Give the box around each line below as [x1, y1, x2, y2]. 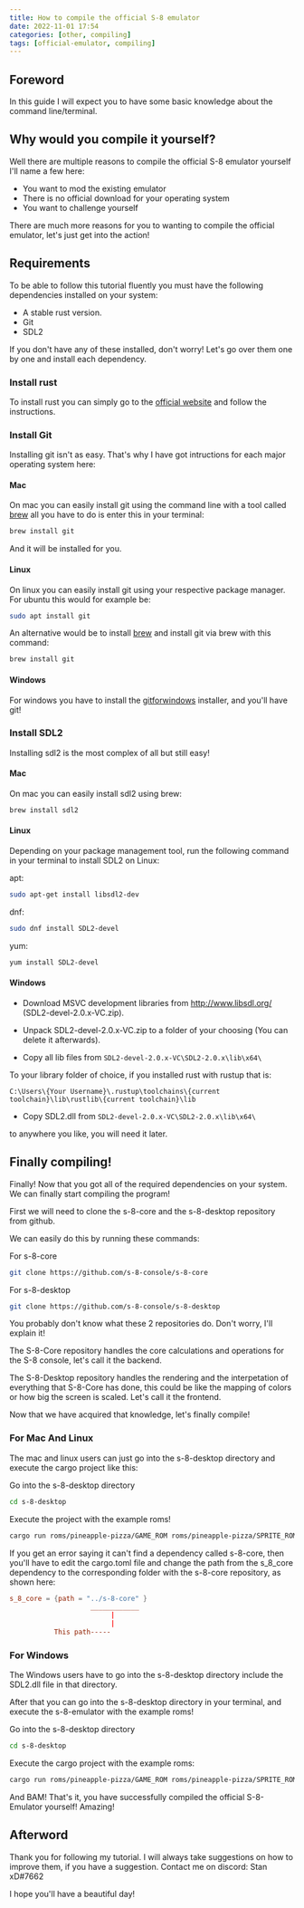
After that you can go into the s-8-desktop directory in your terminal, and [9, 1697, 282, 1708]
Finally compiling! [9, 1155, 112, 1170]
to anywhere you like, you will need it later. [9, 1128, 168, 1139]
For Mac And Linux [9, 1432, 94, 1444]
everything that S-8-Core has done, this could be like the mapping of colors [9, 1382, 292, 1393]
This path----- [53, 1627, 111, 1637]
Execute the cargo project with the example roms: [9, 1758, 195, 1769]
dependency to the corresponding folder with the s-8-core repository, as [9, 1567, 281, 1577]
